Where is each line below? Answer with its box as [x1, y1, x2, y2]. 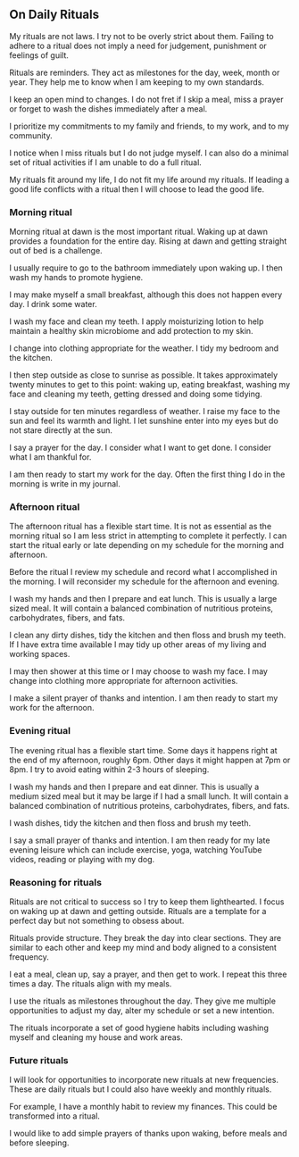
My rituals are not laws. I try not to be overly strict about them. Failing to [9, 30, 274, 41]
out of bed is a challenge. [9, 246, 103, 256]
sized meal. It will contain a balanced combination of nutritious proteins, [9, 603, 274, 614]
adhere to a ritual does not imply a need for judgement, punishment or [9, 40, 268, 51]
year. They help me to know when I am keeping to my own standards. [9, 76, 265, 87]
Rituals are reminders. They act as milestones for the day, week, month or [9, 67, 280, 78]
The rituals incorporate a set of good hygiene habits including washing [9, 1022, 270, 1033]
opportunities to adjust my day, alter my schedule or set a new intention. [9, 1005, 275, 1016]
